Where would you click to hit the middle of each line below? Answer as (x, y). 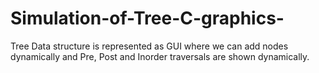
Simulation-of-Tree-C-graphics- (147, 18)
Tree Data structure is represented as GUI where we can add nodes (149, 46)
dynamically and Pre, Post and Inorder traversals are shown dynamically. (160, 56)
